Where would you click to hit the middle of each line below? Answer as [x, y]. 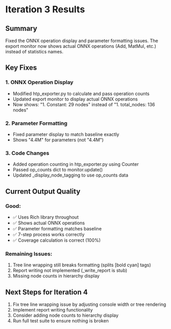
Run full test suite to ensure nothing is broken [61, 321]
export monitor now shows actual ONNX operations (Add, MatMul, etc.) [81, 46]
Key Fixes [21, 68]
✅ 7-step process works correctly [49, 234]
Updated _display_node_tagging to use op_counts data [70, 175]
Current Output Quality [43, 191]
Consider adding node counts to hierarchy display [66, 315]
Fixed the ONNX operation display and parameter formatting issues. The [82, 41]
